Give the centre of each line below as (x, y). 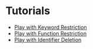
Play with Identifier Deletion (48, 40)
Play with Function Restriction (50, 33)
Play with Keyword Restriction (50, 27)
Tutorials (28, 11)
